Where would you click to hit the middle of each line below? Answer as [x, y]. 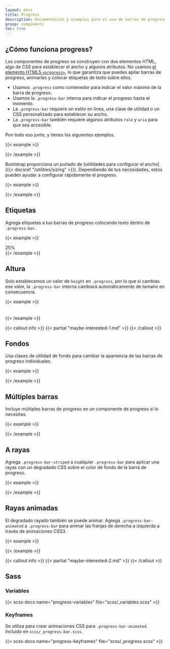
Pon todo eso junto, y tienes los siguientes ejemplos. [60, 135]
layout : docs [19, 10]
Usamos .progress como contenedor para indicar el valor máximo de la [87, 87]
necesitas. [16, 414]
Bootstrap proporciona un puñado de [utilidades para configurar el [75, 164]
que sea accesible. [32, 125]
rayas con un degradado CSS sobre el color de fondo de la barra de [76, 467]
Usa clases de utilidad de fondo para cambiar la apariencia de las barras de [84, 356]
